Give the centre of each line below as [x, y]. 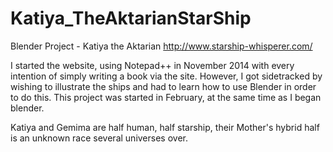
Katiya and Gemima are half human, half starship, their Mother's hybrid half [165, 127]
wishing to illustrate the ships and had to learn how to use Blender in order [163, 86]
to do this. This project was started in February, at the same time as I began [166, 97]
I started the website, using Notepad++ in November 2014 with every [152, 65]
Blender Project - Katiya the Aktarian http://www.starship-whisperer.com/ [161, 46]
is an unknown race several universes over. [99, 138]
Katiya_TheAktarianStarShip [131, 18]
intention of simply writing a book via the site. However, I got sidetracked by [166, 76]
